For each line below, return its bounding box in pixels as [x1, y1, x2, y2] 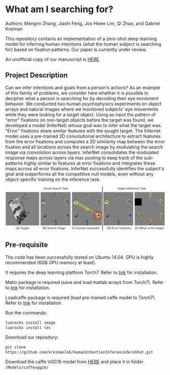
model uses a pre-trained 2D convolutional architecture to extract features [5, 133, 161, 139]
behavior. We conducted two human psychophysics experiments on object [5, 101, 161, 107]
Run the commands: [5, 309, 47, 316]
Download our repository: [5, 334, 59, 340]
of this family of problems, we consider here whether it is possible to [5, 90, 149, 96]
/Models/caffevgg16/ [5, 365, 49, 370]
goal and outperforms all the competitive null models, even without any [5, 171, 154, 177]
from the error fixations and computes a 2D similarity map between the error [5, 138, 165, 144]
